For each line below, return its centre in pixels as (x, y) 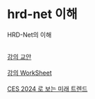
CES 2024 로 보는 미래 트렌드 (47, 89)
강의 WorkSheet (29, 73)
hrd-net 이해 (42, 14)
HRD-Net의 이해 (29, 35)
